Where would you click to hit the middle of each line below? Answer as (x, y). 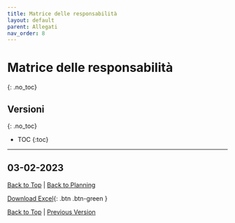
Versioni (26, 109)
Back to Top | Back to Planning (51, 185)
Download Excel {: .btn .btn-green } (57, 198)
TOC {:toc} (33, 139)
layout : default (31, 20)
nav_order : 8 (26, 33)
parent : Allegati (33, 27)
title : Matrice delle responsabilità (62, 14)
